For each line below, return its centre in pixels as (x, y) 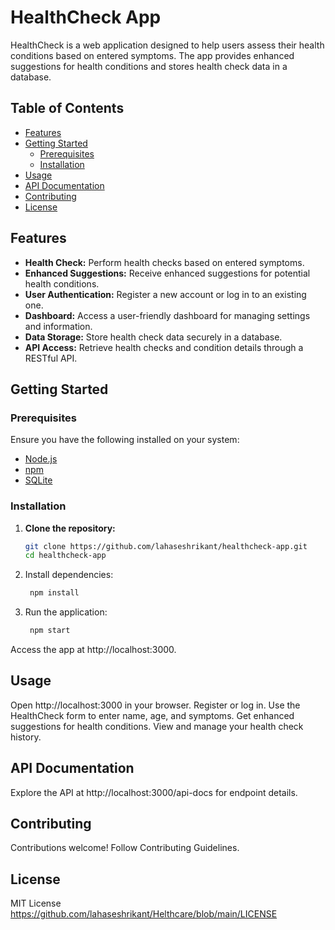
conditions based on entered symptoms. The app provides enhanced (152, 55)
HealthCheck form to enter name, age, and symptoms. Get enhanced (152, 715)
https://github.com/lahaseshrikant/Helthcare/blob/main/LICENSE (144, 914)
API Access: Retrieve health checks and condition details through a (164, 347)
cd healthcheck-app (65, 556)
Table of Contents (67, 108)
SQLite (38, 480)
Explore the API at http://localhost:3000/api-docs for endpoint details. (154, 792)
